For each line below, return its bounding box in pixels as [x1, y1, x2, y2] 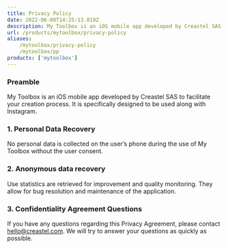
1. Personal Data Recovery [7, 124, 96, 133]
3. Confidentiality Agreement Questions [7, 204, 142, 213]
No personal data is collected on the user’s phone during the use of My [7, 140, 207, 148]
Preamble [7, 77, 40, 86]
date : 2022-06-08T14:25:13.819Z [7, 16, 99, 23]
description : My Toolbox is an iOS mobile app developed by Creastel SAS [7, 23, 222, 29]
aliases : [7, 36, 32, 42]
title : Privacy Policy [7, 10, 72, 17]
